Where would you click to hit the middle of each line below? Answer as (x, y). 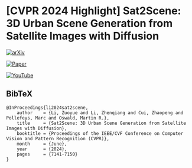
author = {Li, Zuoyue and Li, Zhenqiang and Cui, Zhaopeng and (100, 113)
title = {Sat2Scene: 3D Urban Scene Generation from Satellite (101, 123)
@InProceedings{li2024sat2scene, (47, 108)
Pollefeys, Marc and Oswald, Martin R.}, (58, 118)
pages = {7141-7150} (47, 154)
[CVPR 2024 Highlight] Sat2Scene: (94, 11)
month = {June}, (42, 144)
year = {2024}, (42, 149)
